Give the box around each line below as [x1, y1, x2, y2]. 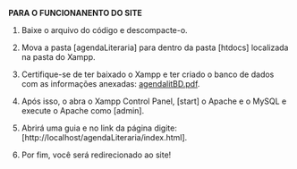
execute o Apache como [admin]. [21, 106, 145, 115]
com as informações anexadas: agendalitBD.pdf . [21, 79, 200, 89]
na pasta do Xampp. [21, 52, 96, 62]
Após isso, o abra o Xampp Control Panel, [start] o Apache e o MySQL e [21, 96, 287, 106]
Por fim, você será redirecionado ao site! [21, 149, 172, 160]
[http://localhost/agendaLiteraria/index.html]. [21, 132, 188, 142]
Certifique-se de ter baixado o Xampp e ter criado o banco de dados [21, 69, 275, 80]
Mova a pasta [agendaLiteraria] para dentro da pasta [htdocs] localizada [21, 42, 289, 53]
